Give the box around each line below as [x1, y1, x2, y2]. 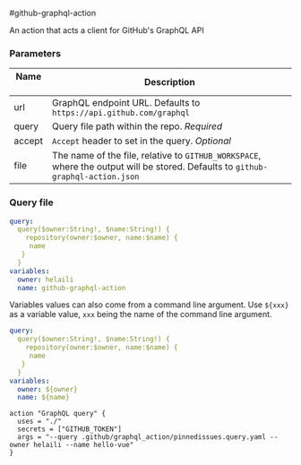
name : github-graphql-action [17, 283, 126, 292]
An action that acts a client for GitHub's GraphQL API [9, 25, 204, 35]
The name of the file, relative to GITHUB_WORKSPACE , [52, 150, 262, 162]
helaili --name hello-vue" [32, 441, 134, 450]
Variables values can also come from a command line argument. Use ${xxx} [9, 299, 289, 310]
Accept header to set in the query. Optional [52, 134, 231, 147]
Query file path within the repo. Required [52, 120, 223, 133]
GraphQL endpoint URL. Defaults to [52, 97, 201, 109]
